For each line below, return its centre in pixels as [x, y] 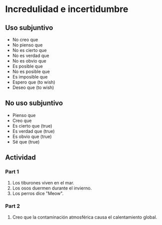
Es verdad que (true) [33, 131]
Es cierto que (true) [32, 125]
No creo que [25, 39]
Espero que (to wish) [34, 82]
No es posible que [31, 71]
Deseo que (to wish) [33, 87]
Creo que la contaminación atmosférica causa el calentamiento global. [85, 217]
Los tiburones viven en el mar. [43, 182]
